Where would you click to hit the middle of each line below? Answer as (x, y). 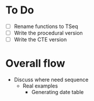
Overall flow (35, 63)
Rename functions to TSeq (46, 26)
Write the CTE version (40, 40)
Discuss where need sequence (51, 80)
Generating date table (58, 92)
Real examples (40, 86)
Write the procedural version (48, 33)
